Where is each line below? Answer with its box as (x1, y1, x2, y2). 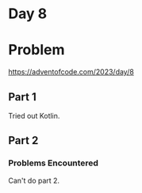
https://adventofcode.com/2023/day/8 (8, 67, 135, 77)
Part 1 (8, 90, 37, 104)
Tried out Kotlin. (8, 111, 60, 120)
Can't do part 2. (8, 176, 60, 185)
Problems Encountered (8, 157, 99, 168)
